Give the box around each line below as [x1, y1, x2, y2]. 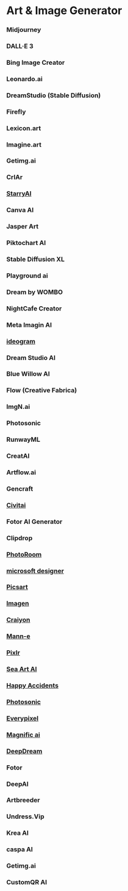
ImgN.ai [6, 403, 30, 411]
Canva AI [6, 206, 34, 215]
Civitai [6, 501, 26, 509]
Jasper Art [6, 222, 39, 231]
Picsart [6, 583, 29, 592]
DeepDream [6, 747, 43, 755]
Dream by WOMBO [6, 288, 63, 296]
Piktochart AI [6, 239, 46, 248]
